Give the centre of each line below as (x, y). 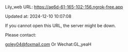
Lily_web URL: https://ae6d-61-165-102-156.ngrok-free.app (64, 7)
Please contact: (21, 35)
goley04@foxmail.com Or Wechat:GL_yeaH (48, 44)
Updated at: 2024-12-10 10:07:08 (38, 16)
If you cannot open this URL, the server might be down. (60, 26)
